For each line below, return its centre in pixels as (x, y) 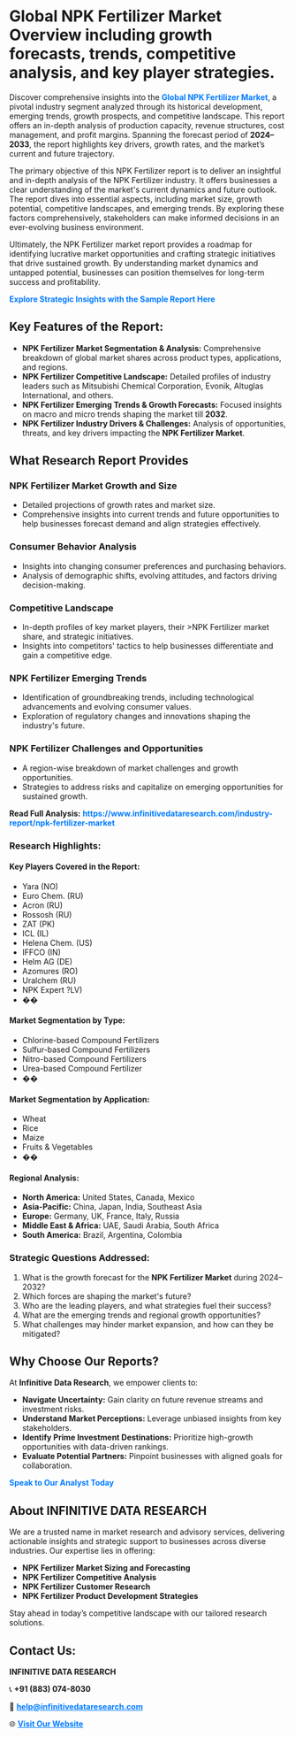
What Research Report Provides (99, 461)
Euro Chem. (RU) (53, 895)
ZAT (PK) (38, 924)
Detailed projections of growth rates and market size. (118, 505)
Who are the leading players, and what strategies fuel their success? (147, 1305)
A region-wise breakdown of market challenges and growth (130, 768)
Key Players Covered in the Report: (75, 867)
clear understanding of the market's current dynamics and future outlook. (143, 189)
